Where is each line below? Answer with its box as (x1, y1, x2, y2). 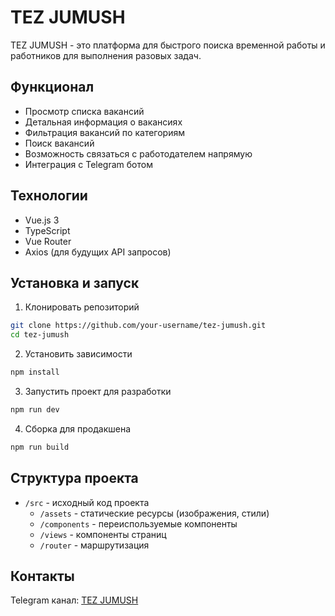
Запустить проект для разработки (24, 386, 172, 397)
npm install (10, 367, 60, 378)
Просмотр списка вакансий (24, 105, 145, 117)
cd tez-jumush (10, 330, 70, 340)
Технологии (10, 187, 88, 205)
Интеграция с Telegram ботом (24, 158, 153, 170)
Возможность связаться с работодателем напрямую (24, 147, 253, 160)
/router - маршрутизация (39, 539, 150, 551)
